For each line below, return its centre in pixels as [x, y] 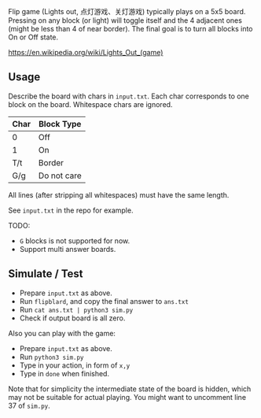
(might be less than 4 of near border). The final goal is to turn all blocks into [130, 29]
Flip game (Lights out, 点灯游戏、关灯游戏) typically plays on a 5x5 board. [127, 11]
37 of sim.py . [29, 405]
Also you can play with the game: [62, 333]
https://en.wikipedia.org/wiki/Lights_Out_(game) [86, 52]
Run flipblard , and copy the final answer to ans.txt [104, 301]
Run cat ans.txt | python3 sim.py [76, 309]
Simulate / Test [46, 274]
